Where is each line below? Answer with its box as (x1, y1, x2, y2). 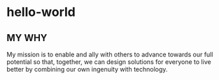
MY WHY (6, 32, 48, 44)
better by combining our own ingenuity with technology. (6, 65, 168, 73)
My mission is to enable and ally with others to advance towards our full (6, 50, 213, 58)
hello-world (6, 4, 76, 20)
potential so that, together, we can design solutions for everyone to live (6, 58, 211, 66)
